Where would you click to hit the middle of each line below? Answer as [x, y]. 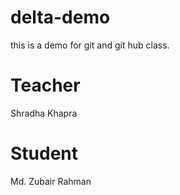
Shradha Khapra [44, 113]
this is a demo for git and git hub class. [90, 45]
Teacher [45, 85]
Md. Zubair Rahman [51, 181]
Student [44, 153]
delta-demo [60, 17]
